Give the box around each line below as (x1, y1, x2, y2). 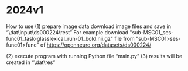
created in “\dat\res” (6, 59, 56, 66)
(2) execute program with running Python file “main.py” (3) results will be (6, 52, 183, 59)
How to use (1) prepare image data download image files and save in (6, 23, 172, 30)
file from (114, 35, 135, 42)
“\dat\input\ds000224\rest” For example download (6, 29, 129, 35)
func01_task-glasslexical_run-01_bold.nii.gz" (6, 35, 113, 42)
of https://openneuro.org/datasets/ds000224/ (40, 41, 151, 48)
